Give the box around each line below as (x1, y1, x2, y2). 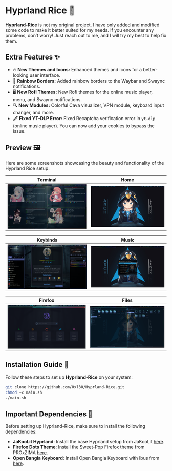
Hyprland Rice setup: (5, 165, 50, 171)
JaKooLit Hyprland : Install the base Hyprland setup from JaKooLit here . (12, 439, 165, 445)
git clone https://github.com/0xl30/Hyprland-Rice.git (5, 384, 125, 389)
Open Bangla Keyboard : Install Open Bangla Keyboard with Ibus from (12, 455, 160, 461)
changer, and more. (12, 109, 54, 115)
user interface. (29, 72, 60, 78)
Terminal (37, 176, 57, 183)
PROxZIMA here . (12, 449, 48, 456)
